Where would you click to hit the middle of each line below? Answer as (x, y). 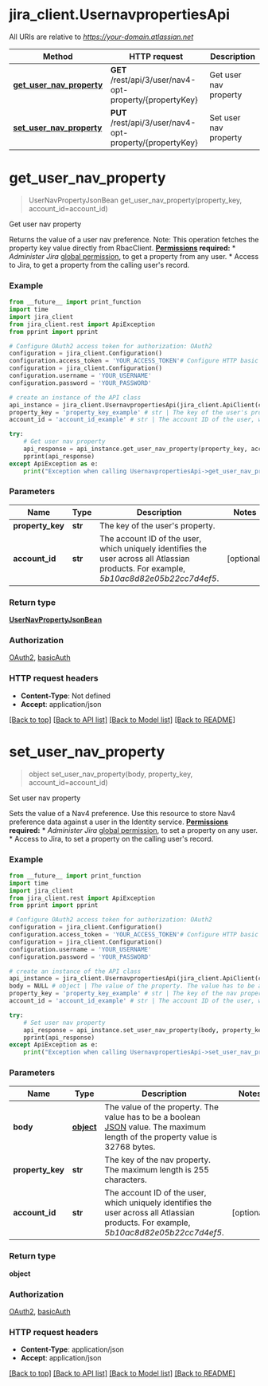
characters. (126, 1180)
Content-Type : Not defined (65, 696)
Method (58, 56)
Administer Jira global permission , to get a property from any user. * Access (134, 256)
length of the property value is (161, 1137)
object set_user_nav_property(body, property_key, (111, 774)
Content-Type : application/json (72, 1349)
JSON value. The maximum (155, 1127)
